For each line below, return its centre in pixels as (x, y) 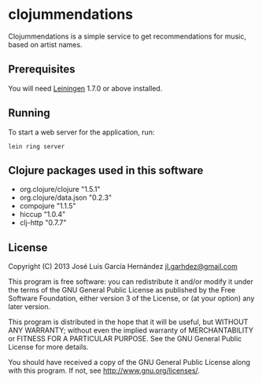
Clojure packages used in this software (106, 170)
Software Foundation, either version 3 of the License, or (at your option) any (131, 298)
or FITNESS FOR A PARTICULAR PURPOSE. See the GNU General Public (125, 339)
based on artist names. (45, 44)
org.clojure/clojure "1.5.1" (60, 190)
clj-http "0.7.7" (43, 223)
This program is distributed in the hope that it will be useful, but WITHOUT (128, 322)
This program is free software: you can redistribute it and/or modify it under (131, 282)
